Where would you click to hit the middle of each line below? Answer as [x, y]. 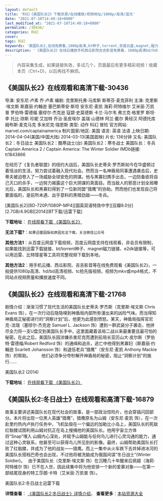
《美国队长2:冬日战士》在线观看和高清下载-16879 [80, 399]
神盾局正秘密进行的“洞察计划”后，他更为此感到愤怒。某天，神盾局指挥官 [77, 319]
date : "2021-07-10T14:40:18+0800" [40, 19]
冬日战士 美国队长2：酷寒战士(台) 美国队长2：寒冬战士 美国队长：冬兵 [86, 143]
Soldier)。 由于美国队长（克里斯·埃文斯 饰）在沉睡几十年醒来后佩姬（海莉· [80, 461]
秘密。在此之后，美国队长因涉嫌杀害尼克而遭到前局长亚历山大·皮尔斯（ [76, 337]
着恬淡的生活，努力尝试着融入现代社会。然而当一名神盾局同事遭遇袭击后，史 [81, 171]
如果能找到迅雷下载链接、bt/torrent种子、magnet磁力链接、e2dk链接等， [78, 249]
